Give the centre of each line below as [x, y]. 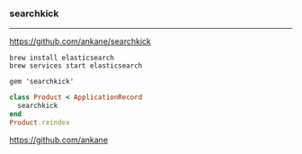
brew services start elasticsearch [76, 66]
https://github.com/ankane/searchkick [80, 41]
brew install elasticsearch [62, 58]
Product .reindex [40, 122]
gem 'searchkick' [42, 82]
